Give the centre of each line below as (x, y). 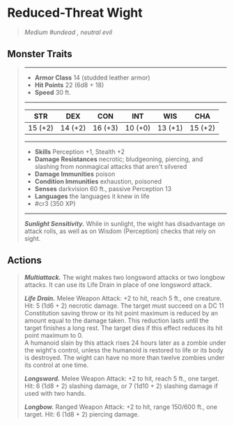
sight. (32, 238)
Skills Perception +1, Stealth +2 (80, 151)
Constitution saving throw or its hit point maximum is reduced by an (121, 313)
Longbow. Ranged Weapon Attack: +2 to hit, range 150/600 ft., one (121, 407)
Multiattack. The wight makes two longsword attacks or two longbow (124, 277)
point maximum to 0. (54, 335)
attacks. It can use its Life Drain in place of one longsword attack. (118, 285)
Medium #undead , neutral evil (68, 32)
